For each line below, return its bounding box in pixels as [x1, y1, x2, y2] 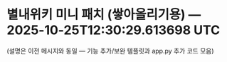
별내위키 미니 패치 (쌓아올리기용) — [6, 6, 201, 23]
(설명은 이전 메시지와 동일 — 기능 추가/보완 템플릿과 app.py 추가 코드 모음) [6, 46, 214, 55]
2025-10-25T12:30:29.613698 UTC [6, 22, 221, 38]
